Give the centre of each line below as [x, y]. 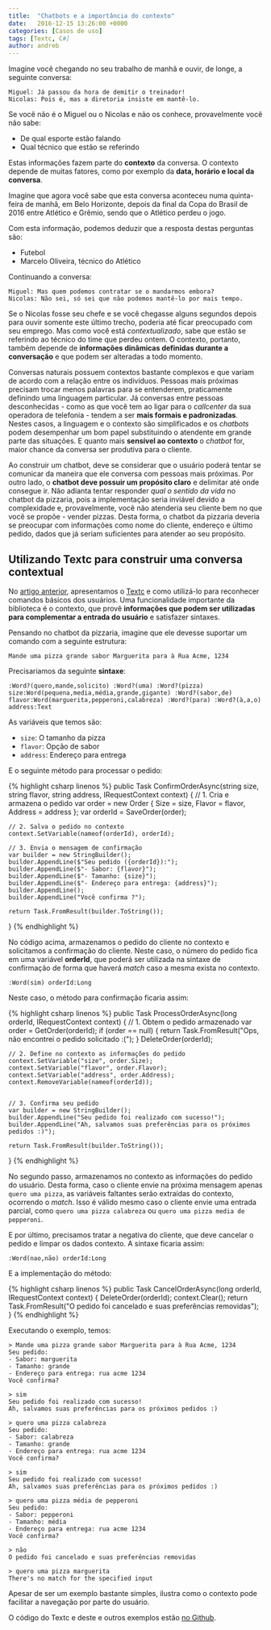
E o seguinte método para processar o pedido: [85, 770]
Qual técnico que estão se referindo [79, 147]
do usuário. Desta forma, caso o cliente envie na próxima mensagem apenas [135, 1185]
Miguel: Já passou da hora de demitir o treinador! [97, 92]
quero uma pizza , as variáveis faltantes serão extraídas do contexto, [121, 1193]
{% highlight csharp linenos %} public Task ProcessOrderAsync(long [123, 1013]
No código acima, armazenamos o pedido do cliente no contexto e [119, 942]
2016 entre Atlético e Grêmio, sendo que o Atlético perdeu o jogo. [117, 213]
